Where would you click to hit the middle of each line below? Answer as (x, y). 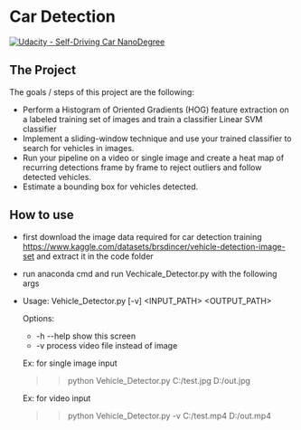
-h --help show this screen (86, 336)
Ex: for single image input (70, 363)
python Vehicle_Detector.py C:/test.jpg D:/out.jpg (159, 380)
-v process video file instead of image (107, 345)
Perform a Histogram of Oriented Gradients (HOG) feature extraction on (155, 110)
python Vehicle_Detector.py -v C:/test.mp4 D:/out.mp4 (169, 416)
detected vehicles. (57, 177)
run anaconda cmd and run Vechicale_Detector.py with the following (150, 273)
